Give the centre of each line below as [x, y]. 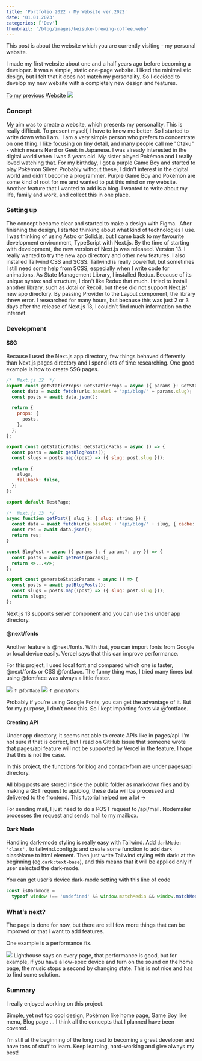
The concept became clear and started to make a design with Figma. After [99, 223]
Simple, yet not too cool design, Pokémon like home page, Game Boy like [97, 1015]
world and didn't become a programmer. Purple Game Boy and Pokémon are [101, 175]
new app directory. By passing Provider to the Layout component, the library [101, 293]
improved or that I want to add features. [55, 931]
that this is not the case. [36, 755]
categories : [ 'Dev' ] [32, 23]
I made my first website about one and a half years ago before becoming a [99, 64]
